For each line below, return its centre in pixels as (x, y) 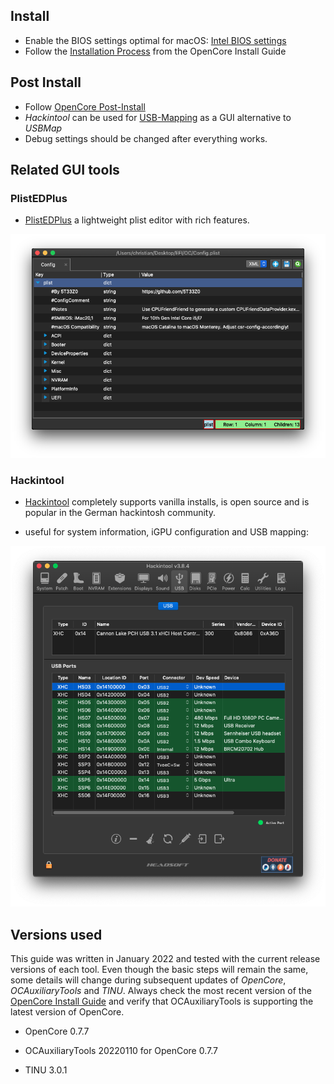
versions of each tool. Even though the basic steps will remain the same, (159, 970)
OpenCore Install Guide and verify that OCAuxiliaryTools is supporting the (162, 1001)
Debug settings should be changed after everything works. (146, 138)
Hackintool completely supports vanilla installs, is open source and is (167, 502)
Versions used (56, 934)
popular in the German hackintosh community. (120, 513)
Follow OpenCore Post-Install (85, 106)
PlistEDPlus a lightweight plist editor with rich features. (137, 220)
